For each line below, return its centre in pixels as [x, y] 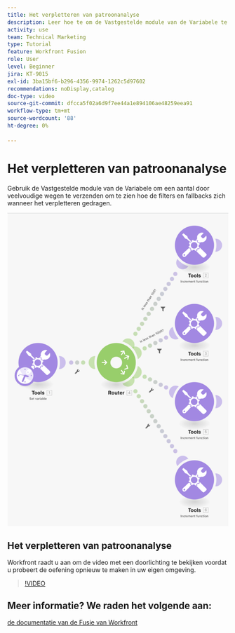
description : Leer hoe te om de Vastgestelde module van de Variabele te [117, 22]
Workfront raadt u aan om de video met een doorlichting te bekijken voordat [117, 563]
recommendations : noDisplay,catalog [61, 89]
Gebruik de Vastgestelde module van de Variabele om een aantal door [108, 188]
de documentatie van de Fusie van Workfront [73, 622]
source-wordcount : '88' [42, 118]
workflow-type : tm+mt [39, 111]
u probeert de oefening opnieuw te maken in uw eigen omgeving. [102, 570]
